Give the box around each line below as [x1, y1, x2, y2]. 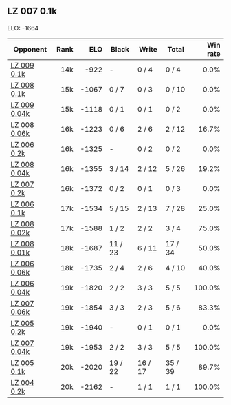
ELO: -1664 [7, 23, 39, 32]
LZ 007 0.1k [7, 6, 57, 17]
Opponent [13, 44, 47, 54]
